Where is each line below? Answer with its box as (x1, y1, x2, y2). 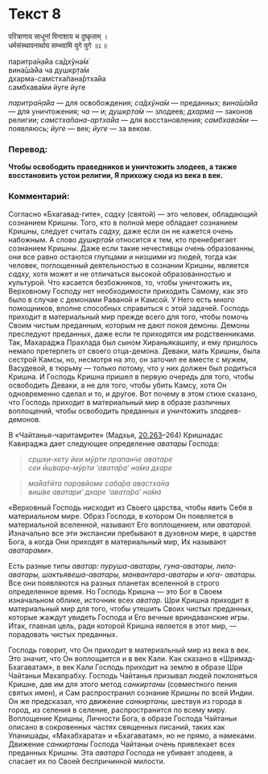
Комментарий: (8, 191, 70, 202)
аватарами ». (8, 545, 54, 555)
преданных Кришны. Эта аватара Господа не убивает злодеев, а (8, 747, 233, 757)
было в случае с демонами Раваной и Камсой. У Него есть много (8, 295, 235, 304)
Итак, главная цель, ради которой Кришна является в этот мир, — (8, 621, 237, 631)
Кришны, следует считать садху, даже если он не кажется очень (8, 226, 233, 236)
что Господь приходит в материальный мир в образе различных (8, 397, 231, 407)
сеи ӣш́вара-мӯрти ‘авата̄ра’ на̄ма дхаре (27, 462, 173, 472)
